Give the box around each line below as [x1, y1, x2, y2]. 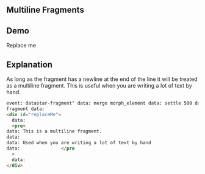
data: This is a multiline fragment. [6, 128, 103, 134]
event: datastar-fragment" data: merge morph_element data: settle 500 [6, 100, 192, 106]
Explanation [6, 59, 53, 69]
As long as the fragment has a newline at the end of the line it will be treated [6, 75, 198, 83]
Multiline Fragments [6, 5, 84, 15]
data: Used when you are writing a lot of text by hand [6, 140, 151, 146]
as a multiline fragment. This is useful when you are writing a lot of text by [6, 82, 192, 89]
